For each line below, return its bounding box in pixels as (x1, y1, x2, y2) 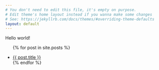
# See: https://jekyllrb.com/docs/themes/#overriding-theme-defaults (5, 16, 155, 21)
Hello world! (5, 35, 30, 41)
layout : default (5, 21, 39, 26)
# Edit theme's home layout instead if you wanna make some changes (5, 12, 152, 17)
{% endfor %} (12, 59, 42, 65)
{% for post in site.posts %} (12, 44, 71, 50)
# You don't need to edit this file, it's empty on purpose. (5, 7, 137, 12)
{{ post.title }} (12, 54, 41, 60)
